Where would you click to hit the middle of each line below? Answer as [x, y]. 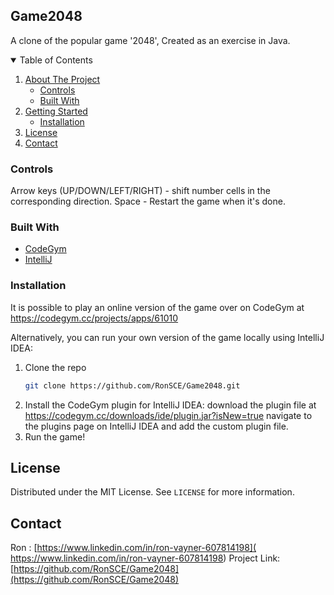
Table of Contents [56, 60]
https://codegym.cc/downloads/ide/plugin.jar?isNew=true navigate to [168, 415]
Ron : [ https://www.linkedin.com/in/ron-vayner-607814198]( [133, 548]
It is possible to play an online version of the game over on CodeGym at [157, 307]
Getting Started [56, 111]
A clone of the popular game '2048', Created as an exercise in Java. [150, 40]
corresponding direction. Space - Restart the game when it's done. [148, 201]
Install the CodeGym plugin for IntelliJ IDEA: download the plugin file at [170, 405]
